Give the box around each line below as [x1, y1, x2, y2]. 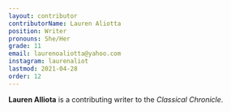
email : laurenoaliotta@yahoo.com [8, 50, 122, 58]
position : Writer [8, 27, 67, 35]
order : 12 [8, 72, 42, 80]
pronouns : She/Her [8, 34, 71, 43]
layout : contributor [8, 11, 79, 20]
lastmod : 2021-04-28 [8, 65, 79, 73]
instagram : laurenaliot [8, 58, 89, 66]
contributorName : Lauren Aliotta [8, 19, 122, 28]
